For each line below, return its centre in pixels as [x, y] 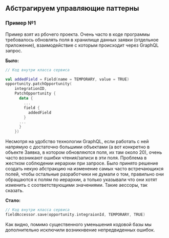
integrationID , [31, 89]
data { [26, 98]
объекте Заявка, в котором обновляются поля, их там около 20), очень [84, 152]
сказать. [15, 191]
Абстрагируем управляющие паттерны [72, 8]
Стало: [13, 201]
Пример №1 [21, 23]
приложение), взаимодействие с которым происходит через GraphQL [82, 45]
